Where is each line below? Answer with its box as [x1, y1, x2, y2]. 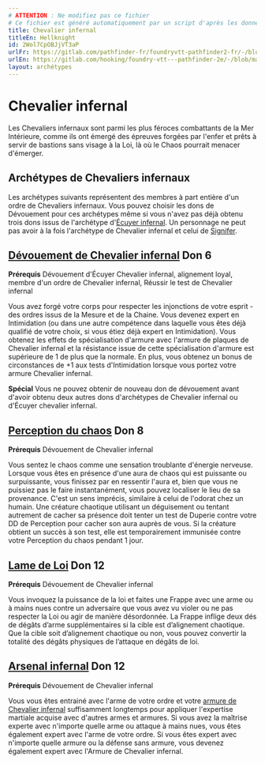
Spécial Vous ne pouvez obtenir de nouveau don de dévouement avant [8, 384, 240, 393]
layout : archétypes [8, 63, 73, 71]
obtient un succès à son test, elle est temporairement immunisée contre [8, 527, 241, 537]
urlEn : [8, 56, 30, 64]
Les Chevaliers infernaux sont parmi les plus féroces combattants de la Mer [8, 123, 254, 133]
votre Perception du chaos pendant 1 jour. [8, 536, 144, 545]
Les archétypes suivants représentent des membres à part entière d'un [8, 192, 239, 201]
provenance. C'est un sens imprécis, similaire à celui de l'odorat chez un [8, 494, 244, 503]
